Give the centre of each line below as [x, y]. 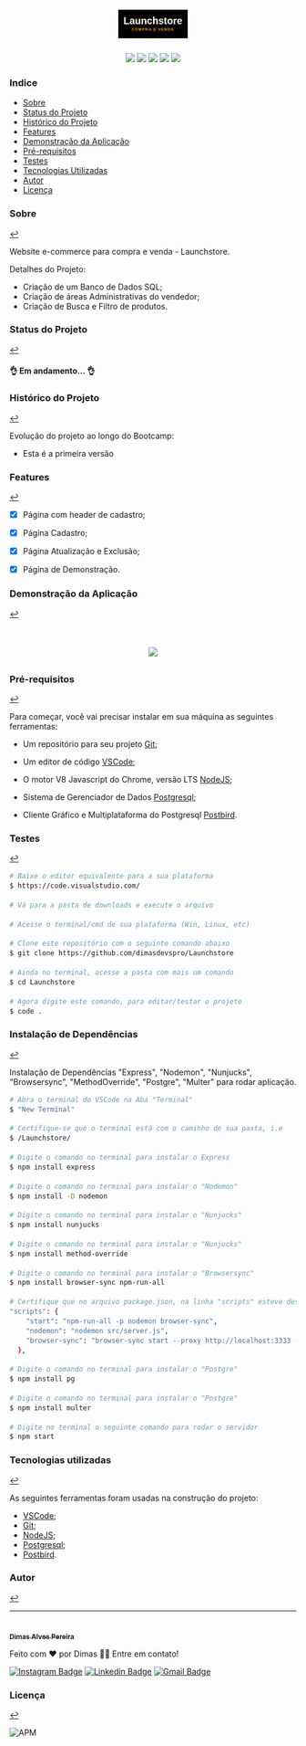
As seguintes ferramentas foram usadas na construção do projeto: [134, 1498]
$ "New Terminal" [42, 1110]
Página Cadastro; [55, 533]
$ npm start [32, 1437]
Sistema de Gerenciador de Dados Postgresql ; [109, 797]
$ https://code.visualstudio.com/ [75, 886]
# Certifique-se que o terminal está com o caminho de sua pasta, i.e [146, 1129]
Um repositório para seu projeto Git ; [90, 744]
